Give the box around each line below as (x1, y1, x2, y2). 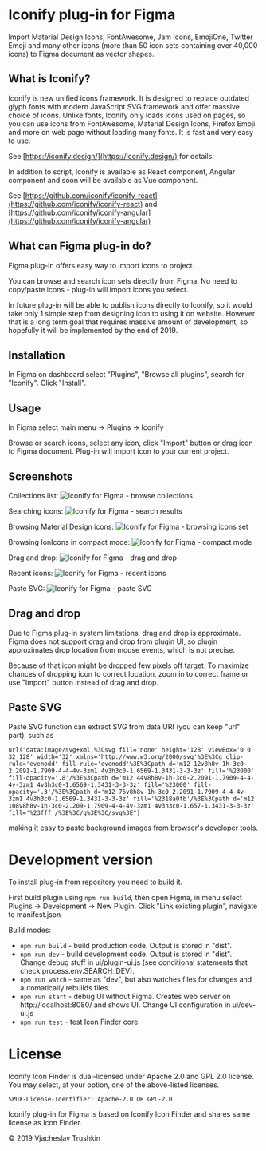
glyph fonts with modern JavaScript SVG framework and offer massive (8, 101, 241, 111)
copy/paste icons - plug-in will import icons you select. (8, 284, 189, 294)
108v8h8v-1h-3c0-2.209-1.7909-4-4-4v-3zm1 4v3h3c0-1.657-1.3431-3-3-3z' (8, 801, 255, 810)
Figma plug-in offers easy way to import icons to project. (8, 260, 195, 270)
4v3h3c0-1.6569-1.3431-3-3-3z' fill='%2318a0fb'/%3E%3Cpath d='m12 (25, 795, 255, 803)
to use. (8, 136, 31, 145)
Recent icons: (8, 569, 53, 577)
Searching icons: (8, 506, 64, 516)
